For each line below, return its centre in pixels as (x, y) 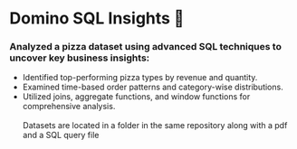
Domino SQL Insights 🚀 (97, 19)
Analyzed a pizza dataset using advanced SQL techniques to (146, 47)
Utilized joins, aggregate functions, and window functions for (136, 97)
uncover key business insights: (80, 58)
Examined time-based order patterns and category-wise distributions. (153, 87)
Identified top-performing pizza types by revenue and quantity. (140, 78)
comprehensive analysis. (69, 107)
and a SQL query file (61, 135)
